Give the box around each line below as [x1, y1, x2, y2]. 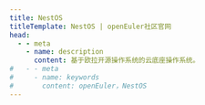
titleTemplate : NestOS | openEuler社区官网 [9, 22, 171, 31]
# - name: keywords [9, 73, 100, 82]
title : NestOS [9, 13, 64, 23]
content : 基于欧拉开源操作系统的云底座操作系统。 [33, 56, 200, 65]
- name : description [26, 47, 104, 57]
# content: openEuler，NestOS [9, 81, 148, 90]
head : [9, 30, 30, 39]
